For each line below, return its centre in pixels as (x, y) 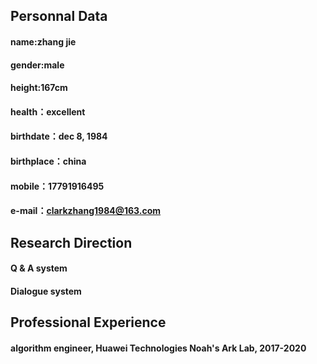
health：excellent (48, 111)
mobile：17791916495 (57, 186)
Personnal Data (59, 16)
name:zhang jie (43, 41)
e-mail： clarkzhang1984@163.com (86, 211)
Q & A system (39, 268)
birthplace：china (48, 161)
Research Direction (71, 242)
